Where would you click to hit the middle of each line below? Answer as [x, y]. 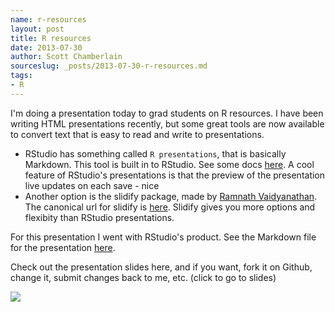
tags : [21, 76]
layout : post [37, 29]
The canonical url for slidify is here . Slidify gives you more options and [170, 207]
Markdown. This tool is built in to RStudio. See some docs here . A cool [169, 164]
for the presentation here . [63, 247]
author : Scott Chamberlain [66, 57]
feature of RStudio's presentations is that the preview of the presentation [175, 175]
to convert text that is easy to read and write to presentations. [137, 134]
